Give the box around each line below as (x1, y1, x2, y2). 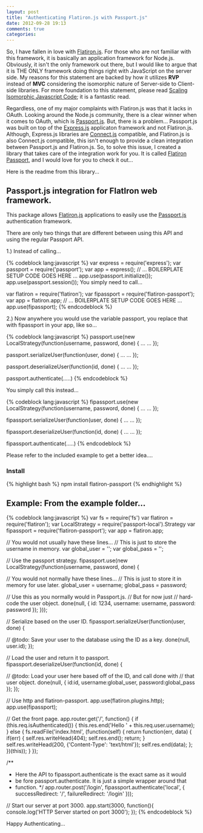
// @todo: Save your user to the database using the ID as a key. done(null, (6, 636, 190, 643)
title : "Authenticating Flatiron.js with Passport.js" (6, 15, 148, 21)
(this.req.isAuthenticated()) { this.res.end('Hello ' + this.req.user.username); (6, 722, 195, 729)
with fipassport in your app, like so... (6, 321, 97, 328)
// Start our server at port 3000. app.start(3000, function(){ (6, 802, 154, 809)
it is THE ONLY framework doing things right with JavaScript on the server (6, 67, 192, 75)
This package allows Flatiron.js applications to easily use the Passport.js (6, 211, 187, 218)
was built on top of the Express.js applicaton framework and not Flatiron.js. (6, 124, 193, 131)
